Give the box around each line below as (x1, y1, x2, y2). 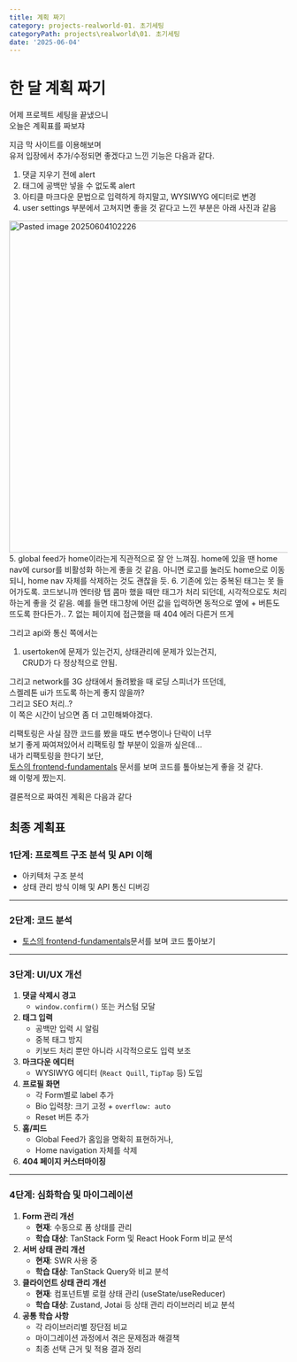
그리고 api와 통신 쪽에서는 (9, 628, 99, 638)
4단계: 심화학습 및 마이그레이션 (9, 1188, 133, 1201)
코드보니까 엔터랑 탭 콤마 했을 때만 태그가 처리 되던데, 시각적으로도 (42, 586, 271, 598)
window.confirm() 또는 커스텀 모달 (34, 1002, 156, 1012)
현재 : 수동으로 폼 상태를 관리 (34, 1221, 133, 1232)
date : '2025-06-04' (9, 37, 81, 47)
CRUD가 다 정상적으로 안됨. (21, 657, 118, 669)
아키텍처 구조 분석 (21, 870, 84, 881)
